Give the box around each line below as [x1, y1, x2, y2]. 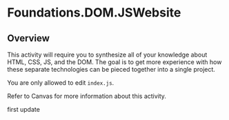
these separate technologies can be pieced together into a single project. [7, 66, 216, 73]
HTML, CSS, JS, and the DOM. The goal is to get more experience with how [7, 58, 222, 66]
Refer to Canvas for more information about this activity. [7, 92, 167, 100]
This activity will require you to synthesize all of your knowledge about [7, 50, 208, 59]
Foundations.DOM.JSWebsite [7, 5, 181, 21]
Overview [7, 32, 50, 44]
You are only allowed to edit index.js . [7, 79, 114, 87]
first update [7, 106, 40, 113]
